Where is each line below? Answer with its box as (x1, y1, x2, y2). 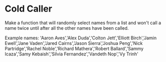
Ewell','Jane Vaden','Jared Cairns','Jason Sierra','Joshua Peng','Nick (5, 40, 143, 46)
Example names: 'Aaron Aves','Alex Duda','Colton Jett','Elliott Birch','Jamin (5, 35, 157, 41)
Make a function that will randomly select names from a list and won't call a (5, 20, 161, 26)
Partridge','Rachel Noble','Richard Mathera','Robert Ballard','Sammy (5, 45, 144, 51)
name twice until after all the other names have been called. (5, 25, 129, 31)
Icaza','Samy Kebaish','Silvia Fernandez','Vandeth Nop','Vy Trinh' (5, 51, 139, 57)
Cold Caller (5, 3, 52, 15)
